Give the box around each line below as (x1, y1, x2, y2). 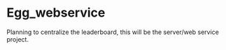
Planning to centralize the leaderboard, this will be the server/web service (6, 28, 220, 36)
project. (6, 35, 29, 43)
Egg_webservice (6, 5, 106, 21)
